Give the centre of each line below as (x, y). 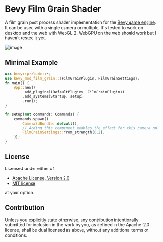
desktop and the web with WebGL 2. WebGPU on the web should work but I (81, 33)
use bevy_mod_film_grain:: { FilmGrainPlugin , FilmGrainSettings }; (72, 78)
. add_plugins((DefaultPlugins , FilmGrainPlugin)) (73, 92)
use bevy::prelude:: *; (28, 74)
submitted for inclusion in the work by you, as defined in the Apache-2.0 (77, 224)
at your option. (20, 192)
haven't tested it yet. (25, 38)
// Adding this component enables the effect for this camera (87, 128)
